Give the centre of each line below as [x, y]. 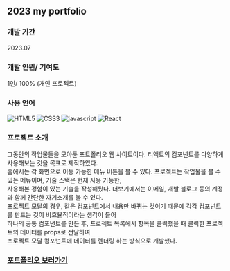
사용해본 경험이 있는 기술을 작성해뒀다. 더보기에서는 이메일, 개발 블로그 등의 [109, 189]
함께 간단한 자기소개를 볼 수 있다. [59, 197]
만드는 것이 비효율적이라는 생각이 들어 [65, 214]
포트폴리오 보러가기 [37, 260]
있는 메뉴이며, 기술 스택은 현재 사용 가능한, [64, 180]
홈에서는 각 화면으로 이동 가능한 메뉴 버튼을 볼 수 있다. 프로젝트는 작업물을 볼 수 [114, 171]
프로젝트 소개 [28, 138]
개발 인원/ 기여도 [33, 67]
